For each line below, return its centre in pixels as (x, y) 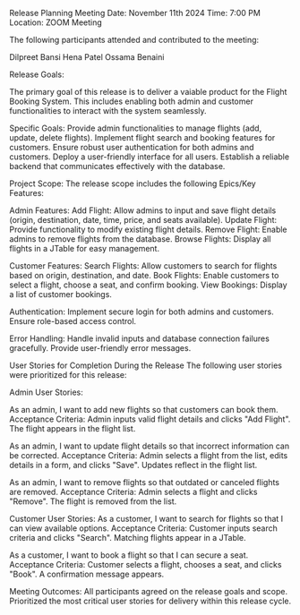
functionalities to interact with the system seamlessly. (108, 111)
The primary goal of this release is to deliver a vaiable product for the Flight (148, 92)
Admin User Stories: (46, 392)
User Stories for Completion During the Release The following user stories (146, 365)
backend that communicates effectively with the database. (117, 166)
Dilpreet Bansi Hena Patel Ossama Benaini (87, 57)
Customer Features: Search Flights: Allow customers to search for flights (143, 266)
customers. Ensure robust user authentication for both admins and (132, 147)
